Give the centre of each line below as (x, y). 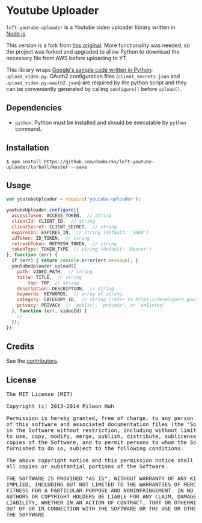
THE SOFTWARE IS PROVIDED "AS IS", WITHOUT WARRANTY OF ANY (97, 479)
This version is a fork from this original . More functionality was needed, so (98, 45)
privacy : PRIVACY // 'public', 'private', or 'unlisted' (91, 305)
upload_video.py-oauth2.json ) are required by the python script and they (96, 83)
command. (28, 129)
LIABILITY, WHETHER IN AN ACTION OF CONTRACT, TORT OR (89, 503)
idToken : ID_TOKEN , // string (51, 238)
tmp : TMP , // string (54, 283)
